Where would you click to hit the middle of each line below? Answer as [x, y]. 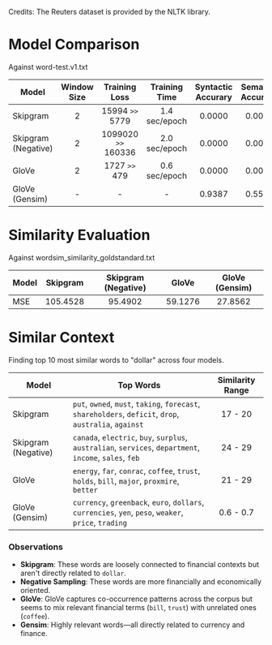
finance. [34, 634]
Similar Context [62, 338]
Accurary [214, 97]
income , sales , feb [106, 458]
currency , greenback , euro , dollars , [138, 502]
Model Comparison [74, 45]
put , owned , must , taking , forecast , [136, 403]
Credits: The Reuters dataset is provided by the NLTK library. [109, 12]
